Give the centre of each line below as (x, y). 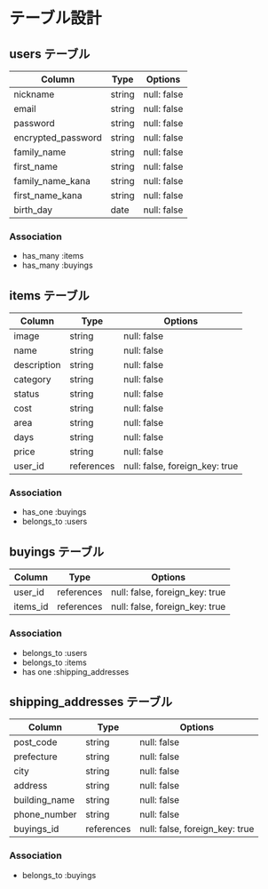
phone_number (45, 814)
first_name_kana (48, 195)
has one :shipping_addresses (75, 671)
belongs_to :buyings (59, 875)
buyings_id (36, 829)
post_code (35, 742)
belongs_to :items (54, 662)
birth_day (33, 210)
